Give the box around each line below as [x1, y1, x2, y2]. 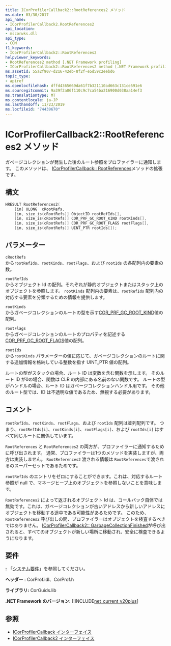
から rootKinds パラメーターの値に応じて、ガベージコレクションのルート [5, 352, 156, 359]
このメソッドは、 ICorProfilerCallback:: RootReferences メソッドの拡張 [15, 165, 163, 171]
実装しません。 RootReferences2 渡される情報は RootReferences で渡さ [14, 456, 160, 462]
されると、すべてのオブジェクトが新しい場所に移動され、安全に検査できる [5, 528, 161, 535]
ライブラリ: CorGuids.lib [5, 587, 56, 594]
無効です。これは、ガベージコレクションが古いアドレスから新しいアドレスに [5, 503, 165, 509]
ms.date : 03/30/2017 [5, 12, 49, 17]
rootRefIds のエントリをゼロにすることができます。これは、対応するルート [5, 473, 163, 479]
